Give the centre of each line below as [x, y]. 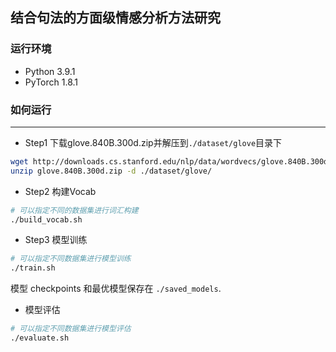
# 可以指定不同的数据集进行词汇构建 [74, 210]
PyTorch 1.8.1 [51, 82]
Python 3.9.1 [50, 71]
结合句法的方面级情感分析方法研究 [115, 18]
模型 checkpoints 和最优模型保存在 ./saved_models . [116, 289]
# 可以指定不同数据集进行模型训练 [71, 259]
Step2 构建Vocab [60, 191]
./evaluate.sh [40, 338]
